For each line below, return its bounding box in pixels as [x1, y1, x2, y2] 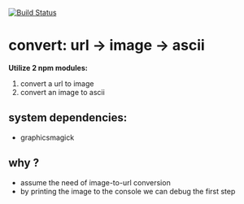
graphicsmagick [20, 132, 75, 142]
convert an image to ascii [20, 87, 106, 97]
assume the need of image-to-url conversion [20, 177, 171, 187]
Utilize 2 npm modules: [8, 63, 88, 72]
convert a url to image [20, 78, 94, 89]
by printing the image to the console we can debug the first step [20, 186, 236, 196]
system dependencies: [8, 111, 128, 125]
